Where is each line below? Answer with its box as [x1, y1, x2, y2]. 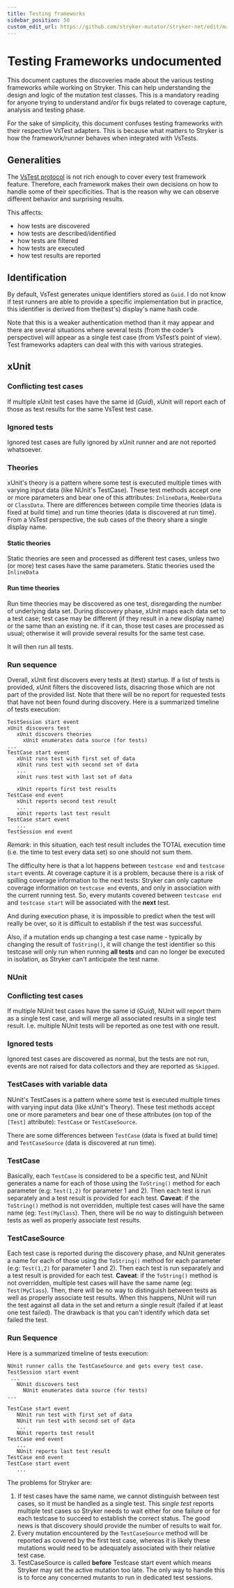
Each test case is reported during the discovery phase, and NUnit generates [7, 1249, 226, 1257]
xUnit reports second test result [16, 798, 117, 805]
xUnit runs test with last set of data [16, 773, 132, 780]
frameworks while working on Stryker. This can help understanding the [7, 84, 211, 92]
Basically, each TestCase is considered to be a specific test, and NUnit [7, 1172, 208, 1180]
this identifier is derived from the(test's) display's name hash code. [7, 304, 200, 313]
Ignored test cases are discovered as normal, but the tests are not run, [7, 1055, 210, 1063]
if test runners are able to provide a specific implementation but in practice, [7, 297, 224, 306]
